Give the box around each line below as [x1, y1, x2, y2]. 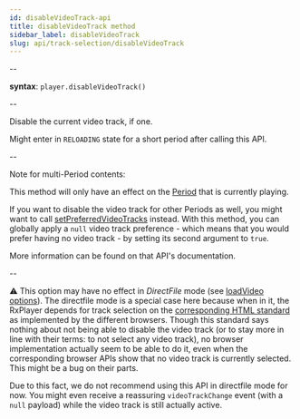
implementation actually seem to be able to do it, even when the [9, 344, 248, 355]
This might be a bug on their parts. [9, 363, 139, 374]
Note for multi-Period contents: [9, 169, 126, 180]
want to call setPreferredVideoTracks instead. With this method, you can [9, 214, 280, 225]
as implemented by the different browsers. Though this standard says [9, 315, 269, 326]
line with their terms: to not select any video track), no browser [9, 334, 244, 345]
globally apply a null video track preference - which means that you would [9, 223, 290, 234]
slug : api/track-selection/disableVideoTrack [9, 38, 184, 48]
